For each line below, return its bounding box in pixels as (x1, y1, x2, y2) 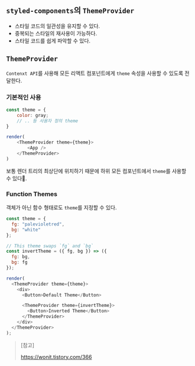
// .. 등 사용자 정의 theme (17, 117, 79, 124)
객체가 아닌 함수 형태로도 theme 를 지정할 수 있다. (6, 204, 117, 211)
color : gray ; (17, 112, 49, 118)
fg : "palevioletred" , (11, 221, 65, 227)
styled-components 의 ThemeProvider (6, 5, 135, 16)
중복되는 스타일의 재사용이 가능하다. (14, 30, 97, 37)
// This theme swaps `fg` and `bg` (6, 243, 94, 249)
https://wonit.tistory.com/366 (20, 353, 92, 360)
